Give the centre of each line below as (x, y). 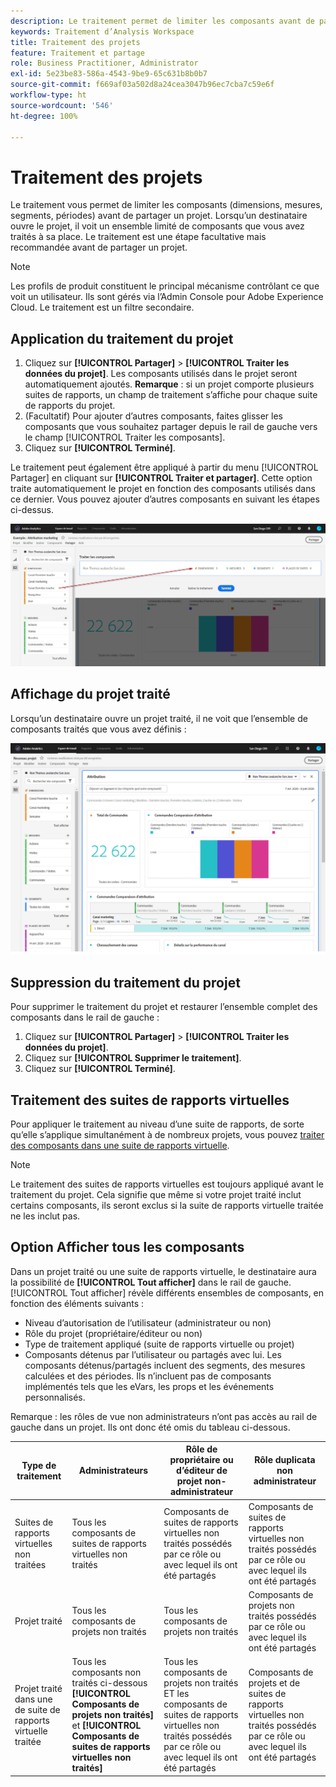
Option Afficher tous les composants (127, 1247)
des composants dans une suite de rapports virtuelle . (120, 1146)
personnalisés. (55, 1397)
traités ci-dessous (109, 1683)
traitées (30, 1565)
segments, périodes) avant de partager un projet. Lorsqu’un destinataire (159, 216)
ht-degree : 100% (44, 116)
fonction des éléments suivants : (77, 1303)
